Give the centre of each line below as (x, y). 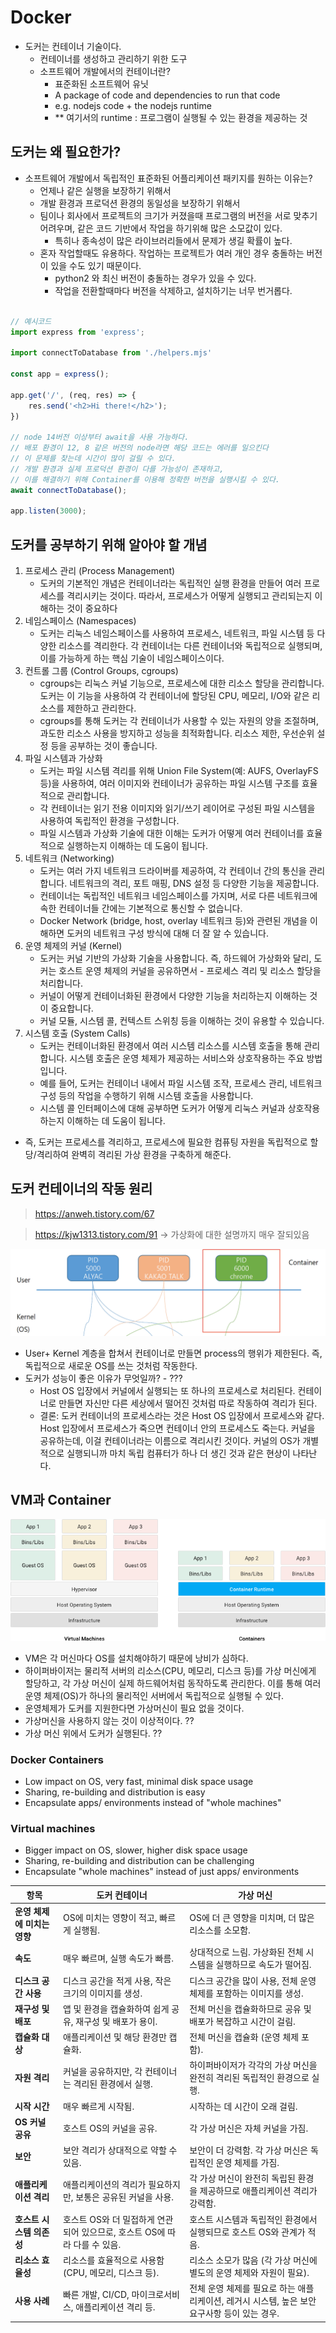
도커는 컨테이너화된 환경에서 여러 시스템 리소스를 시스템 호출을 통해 (170, 1046)
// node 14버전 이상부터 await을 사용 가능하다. (100, 437)
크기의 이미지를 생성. (102, 1993)
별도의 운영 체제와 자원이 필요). (249, 2272)
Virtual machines (53, 1828)
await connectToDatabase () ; (69, 490)
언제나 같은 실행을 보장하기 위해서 (105, 190)
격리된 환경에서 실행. (113, 2084)
